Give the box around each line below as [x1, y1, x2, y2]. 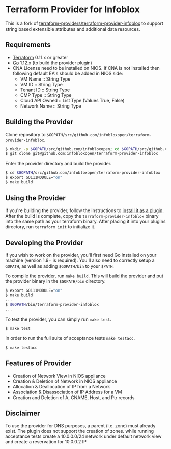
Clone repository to [5, 131, 46, 137]
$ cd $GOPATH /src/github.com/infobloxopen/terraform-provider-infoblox [5, 170, 160, 175]
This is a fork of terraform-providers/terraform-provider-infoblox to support [5, 20, 164, 27]
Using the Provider [5, 194, 66, 202]
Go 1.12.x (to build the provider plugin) [12, 60, 93, 66]
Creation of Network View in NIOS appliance [12, 373, 106, 379]
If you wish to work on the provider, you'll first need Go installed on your [5, 252, 157, 258]
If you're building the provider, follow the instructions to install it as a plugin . [5, 207, 164, 214]
